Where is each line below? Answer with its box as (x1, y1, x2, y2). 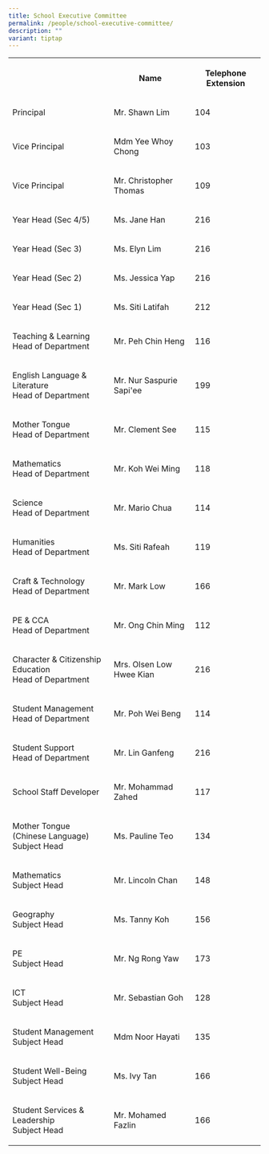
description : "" (8, 27, 62, 35)
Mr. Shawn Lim (113, 107, 171, 118)
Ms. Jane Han (113, 214, 166, 226)
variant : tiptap (8, 34, 62, 43)
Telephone (205, 67, 247, 79)
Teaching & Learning (12, 331, 90, 342)
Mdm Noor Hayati (113, 1031, 180, 1042)
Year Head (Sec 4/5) (12, 214, 90, 226)
